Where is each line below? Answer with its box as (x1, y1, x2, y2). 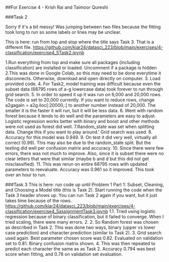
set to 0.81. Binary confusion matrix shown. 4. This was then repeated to (5, 240, 155, 246)
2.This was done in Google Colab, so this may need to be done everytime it (5, 70, 161, 76)
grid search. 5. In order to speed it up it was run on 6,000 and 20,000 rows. (5, 92, 162, 97)
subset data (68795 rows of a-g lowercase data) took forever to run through (5, 86, 163, 92)
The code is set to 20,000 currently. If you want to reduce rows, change (5, 97, 155, 103)
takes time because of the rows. (5, 198, 72, 204)
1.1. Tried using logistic (109, 209, 156, 214)
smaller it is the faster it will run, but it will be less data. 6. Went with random (5, 108, 163, 113)
